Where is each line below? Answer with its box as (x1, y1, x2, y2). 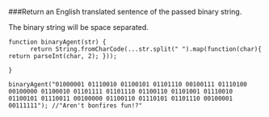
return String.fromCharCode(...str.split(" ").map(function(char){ (29, 45, 263, 53)
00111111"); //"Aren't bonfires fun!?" (8, 102, 143, 110)
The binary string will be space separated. (8, 23, 149, 31)
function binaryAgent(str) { (8, 38, 107, 46)
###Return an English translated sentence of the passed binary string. (8, 7, 242, 16)
